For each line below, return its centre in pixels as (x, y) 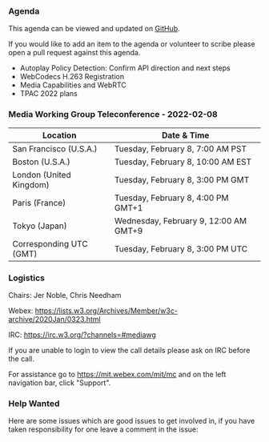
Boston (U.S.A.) (41, 162)
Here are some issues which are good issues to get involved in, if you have (132, 421)
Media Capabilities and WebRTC (73, 85)
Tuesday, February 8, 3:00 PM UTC (181, 248)
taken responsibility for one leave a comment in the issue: (103, 429)
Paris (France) (39, 203)
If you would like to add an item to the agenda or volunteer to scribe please (132, 44)
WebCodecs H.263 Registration (72, 77)
